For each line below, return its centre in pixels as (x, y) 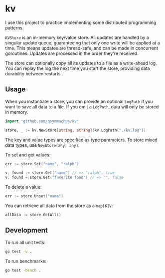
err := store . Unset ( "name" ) (34, 196)
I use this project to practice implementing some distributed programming (81, 22)
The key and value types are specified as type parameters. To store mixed (82, 140)
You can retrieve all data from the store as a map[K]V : (59, 206)
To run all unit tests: (25, 242)
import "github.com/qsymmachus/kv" (42, 121)
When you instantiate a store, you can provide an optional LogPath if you (79, 101)
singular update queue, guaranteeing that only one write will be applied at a (83, 42)
